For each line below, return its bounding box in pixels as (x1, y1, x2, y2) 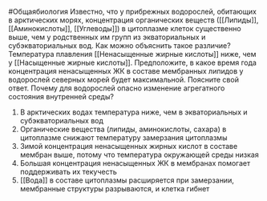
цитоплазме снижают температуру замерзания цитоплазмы (19, 133, 228, 143)
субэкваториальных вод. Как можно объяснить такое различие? (8, 41, 231, 50)
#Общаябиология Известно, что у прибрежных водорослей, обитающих (8, 7, 257, 16)
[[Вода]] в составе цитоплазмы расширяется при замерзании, (19, 175, 234, 185)
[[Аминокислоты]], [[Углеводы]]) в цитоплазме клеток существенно (8, 24, 242, 33)
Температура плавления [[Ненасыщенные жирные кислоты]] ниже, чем (8, 50, 257, 58)
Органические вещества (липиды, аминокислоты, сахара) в (19, 124, 227, 134)
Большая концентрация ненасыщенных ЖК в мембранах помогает (19, 159, 251, 167)
